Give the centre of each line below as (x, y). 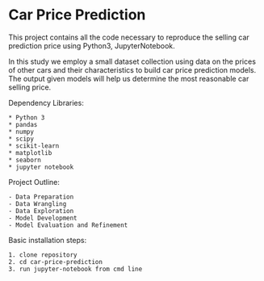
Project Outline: (34, 182)
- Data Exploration (41, 211)
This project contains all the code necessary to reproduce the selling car (129, 37)
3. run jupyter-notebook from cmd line (75, 269)
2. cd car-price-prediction (56, 262)
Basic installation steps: (48, 240)
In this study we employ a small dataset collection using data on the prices (132, 61)
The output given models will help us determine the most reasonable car (129, 78)
